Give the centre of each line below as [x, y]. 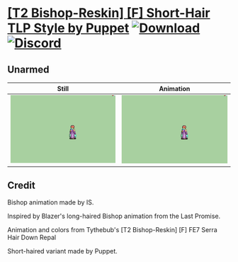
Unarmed [28, 69]
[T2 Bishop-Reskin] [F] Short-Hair [109, 13]
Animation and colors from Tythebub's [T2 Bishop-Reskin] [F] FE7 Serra [112, 230]
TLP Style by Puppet [68, 28]
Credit [21, 185]
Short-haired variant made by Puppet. [63, 251]
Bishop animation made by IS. [51, 202]
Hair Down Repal [32, 238]
